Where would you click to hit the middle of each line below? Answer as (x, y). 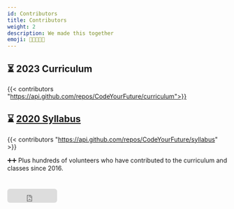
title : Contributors (37, 20)
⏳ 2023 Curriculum (50, 69)
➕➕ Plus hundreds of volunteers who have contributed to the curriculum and (117, 160)
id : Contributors (32, 14)
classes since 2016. (35, 168)
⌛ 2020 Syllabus (44, 119)
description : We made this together (60, 33)
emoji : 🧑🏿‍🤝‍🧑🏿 (26, 40)
